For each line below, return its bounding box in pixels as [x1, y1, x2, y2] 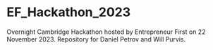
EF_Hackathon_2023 [6, 4, 131, 20]
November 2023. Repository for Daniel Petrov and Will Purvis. [6, 35, 186, 43]
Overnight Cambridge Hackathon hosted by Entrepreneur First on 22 [6, 27, 206, 36]
